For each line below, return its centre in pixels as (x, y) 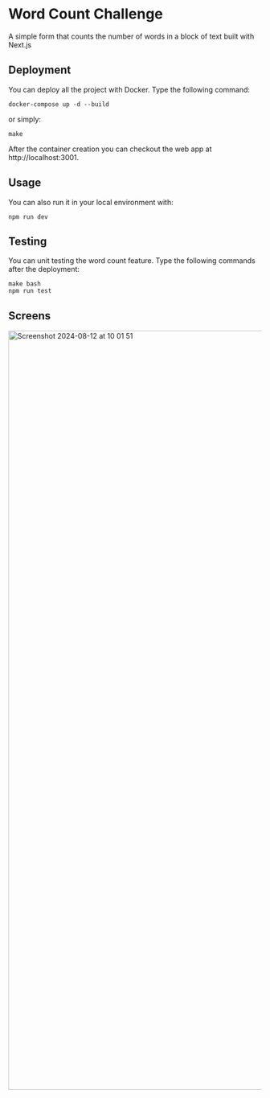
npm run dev (28, 217)
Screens (29, 316)
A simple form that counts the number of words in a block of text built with (131, 36)
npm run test (30, 291)
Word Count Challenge (86, 14)
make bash (25, 284)
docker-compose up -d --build (59, 104)
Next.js (20, 44)
